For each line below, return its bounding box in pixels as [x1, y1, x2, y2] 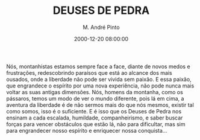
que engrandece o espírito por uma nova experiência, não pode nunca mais [6, 82, 195, 89]
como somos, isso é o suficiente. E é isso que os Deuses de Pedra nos [6, 107, 182, 115]
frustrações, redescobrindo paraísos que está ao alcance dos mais [6, 69, 173, 76]
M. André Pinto [83, 24, 120, 31]
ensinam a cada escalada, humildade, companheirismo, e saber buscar [6, 114, 183, 121]
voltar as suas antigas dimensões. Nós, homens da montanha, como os [6, 88, 184, 95]
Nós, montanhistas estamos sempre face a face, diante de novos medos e [6, 63, 191, 70]
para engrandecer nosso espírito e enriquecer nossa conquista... [6, 127, 167, 134]
